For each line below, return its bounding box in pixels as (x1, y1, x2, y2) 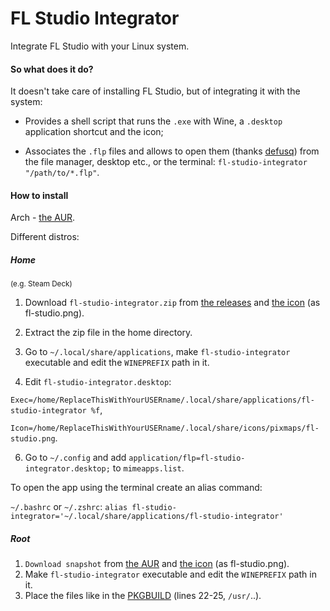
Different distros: (10, 231, 80, 243)
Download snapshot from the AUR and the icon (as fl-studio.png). (24, 558, 290, 570)
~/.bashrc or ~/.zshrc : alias (10, 501, 128, 513)
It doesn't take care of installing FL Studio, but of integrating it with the (10, 85, 301, 97)
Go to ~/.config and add (24, 452, 127, 464)
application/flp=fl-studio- (128, 453, 246, 464)
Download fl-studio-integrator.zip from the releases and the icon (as (24, 297, 321, 309)
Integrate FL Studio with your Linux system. (10, 40, 190, 52)
